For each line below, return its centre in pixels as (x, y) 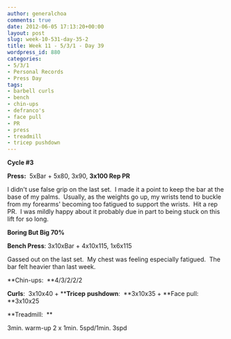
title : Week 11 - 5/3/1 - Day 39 (56, 46)
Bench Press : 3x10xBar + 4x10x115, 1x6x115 (70, 246)
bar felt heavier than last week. (51, 267)
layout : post (26, 33)
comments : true (29, 20)
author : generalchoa (37, 14)
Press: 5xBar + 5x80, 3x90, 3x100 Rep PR (69, 176)
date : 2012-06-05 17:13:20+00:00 (56, 26)
